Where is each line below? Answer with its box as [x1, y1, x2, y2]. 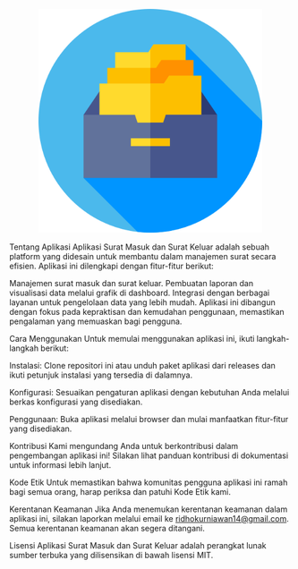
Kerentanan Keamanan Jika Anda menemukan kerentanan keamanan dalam [9, 504, 288, 514]
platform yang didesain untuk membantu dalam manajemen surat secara [9, 251, 277, 261]
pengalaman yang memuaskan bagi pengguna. [9, 316, 183, 327]
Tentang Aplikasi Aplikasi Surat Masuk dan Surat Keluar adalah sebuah [9, 242, 270, 252]
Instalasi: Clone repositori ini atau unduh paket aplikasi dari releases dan [9, 361, 276, 370]
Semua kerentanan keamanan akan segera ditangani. [9, 523, 206, 533]
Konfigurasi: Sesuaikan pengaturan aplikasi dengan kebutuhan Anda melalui [9, 387, 290, 397]
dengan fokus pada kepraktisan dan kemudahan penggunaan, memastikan [9, 307, 285, 317]
